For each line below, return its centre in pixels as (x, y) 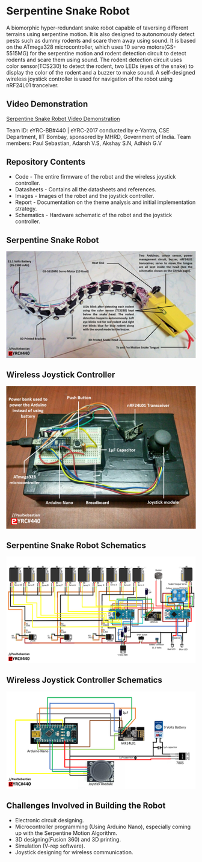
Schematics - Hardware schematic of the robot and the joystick (93, 215)
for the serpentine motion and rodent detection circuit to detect (108, 53)
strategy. (26, 208)
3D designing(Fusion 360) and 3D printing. (68, 839)
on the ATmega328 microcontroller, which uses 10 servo (76, 47)
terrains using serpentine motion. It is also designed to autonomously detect (100, 34)
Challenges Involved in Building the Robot (86, 806)
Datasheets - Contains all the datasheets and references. (85, 189)
